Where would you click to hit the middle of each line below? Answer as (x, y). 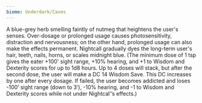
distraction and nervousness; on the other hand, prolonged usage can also (99, 42)
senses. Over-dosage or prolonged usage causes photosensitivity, (89, 35)
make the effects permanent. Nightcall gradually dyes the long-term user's (99, 48)
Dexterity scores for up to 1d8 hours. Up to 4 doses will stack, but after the (99, 68)
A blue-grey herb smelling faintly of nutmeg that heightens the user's (92, 29)
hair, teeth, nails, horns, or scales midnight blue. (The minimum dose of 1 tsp (101, 55)
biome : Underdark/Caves (36, 12)
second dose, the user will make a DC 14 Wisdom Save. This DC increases (99, 74)
